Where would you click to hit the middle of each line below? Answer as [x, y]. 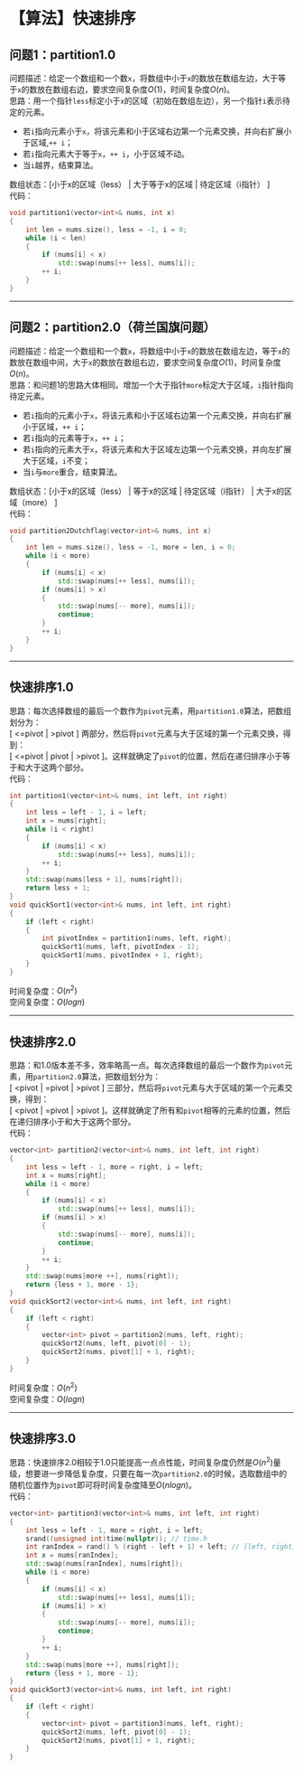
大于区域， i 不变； [56, 460]
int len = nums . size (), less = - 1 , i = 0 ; [106, 230]
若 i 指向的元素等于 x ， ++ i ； [74, 438]
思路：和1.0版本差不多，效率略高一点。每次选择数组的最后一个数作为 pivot [147, 1065]
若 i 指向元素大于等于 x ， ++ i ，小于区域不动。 [106, 154]
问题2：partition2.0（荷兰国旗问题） [113, 328]
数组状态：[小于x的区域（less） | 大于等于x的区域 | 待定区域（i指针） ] [140, 184]
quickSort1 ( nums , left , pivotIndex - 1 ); [121, 947]
